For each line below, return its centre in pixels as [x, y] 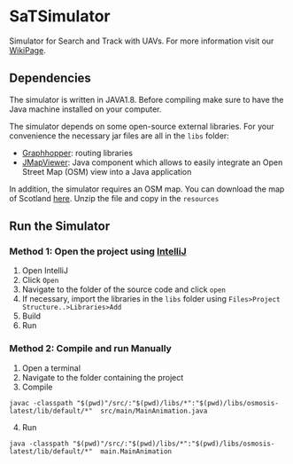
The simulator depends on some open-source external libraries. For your [142, 126]
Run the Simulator [60, 227]
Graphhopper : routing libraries [77, 153]
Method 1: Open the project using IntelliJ [98, 252]
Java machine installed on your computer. [85, 109]
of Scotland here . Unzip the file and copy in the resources [114, 198]
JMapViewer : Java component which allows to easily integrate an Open [152, 162]
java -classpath [39, 444]
